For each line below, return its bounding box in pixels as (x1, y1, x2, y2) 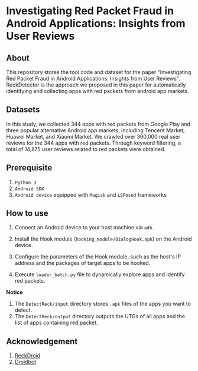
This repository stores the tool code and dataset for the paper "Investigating (6, 69, 191, 75)
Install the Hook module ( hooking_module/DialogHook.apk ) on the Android (14, 235, 192, 242)
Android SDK (14, 185, 44, 192)
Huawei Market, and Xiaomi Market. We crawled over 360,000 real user (6, 133, 181, 140)
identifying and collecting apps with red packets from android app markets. (6, 88, 189, 94)
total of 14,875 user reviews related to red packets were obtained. (6, 145, 166, 152)
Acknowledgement (6, 336, 78, 346)
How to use (6, 209, 48, 219)
